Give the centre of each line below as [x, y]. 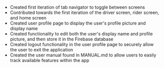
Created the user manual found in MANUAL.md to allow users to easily [83, 55]
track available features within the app [50, 60]
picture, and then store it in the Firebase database [62, 39]
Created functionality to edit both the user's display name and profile [81, 34]
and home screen [28, 18]
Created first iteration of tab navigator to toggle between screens [77, 7]
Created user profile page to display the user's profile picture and [78, 23]
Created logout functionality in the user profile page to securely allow [82, 44]
